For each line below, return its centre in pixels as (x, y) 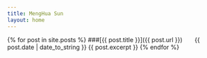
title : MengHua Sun (35, 13)
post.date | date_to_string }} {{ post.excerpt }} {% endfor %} (93, 47)
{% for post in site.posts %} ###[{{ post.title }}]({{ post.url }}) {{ (104, 39)
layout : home (26, 20)
